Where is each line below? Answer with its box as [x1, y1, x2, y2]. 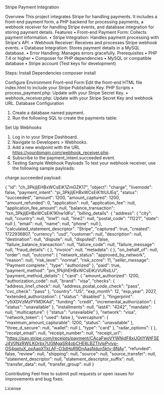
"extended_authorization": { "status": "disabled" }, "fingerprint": [5, 294, 134, 299]
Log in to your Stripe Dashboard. [12, 134, 78, 140]
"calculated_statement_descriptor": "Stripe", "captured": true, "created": [5, 226, 151, 232]
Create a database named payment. [12, 110, 85, 116]
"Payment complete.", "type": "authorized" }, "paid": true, [5, 262, 121, 268]
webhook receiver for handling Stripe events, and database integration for [5, 24, 154, 30]
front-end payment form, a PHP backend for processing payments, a [5, 19, 143, 25]
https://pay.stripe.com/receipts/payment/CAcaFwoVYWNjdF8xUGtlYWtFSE [7, 335, 159, 341]
